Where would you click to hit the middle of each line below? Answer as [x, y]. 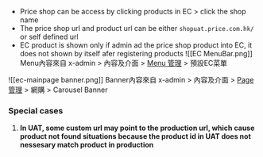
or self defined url [49, 36]
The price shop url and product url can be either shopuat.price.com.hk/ [137, 28]
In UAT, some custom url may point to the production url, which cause [137, 128]
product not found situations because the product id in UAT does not [135, 136]
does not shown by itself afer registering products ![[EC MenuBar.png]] [136, 54]
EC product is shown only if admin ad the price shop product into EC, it [136, 45]
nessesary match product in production [87, 145]
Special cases [36, 110]
